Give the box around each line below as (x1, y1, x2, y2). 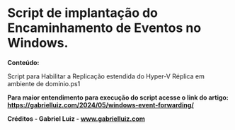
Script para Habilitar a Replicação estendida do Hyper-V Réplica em (7, 72, 205, 81)
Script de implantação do (7, 5, 158, 21)
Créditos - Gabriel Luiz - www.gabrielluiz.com (7, 114, 145, 123)
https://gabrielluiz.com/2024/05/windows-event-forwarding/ (7, 100, 195, 109)
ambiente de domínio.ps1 (7, 79, 81, 88)
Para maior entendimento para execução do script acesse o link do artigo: (7, 93, 229, 102)
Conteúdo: (7, 58, 40, 66)
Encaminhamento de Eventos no (7, 20, 202, 36)
